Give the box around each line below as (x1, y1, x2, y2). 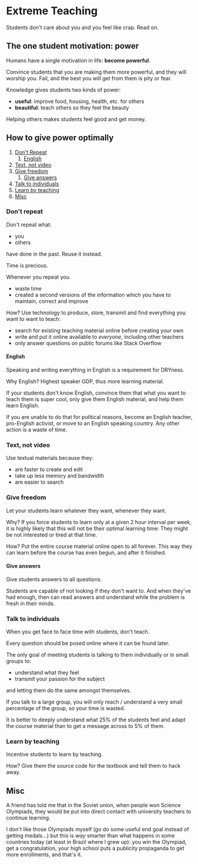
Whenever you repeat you (6, 273, 70, 280)
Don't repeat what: (6, 221, 52, 228)
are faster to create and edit (14, 466, 83, 473)
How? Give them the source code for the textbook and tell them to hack (6, 762, 181, 770)
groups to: (6, 658, 31, 665)
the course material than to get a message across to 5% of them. (6, 723, 165, 730)
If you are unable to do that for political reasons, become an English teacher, (6, 414, 193, 421)
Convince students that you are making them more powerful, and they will (6, 68, 187, 75)
